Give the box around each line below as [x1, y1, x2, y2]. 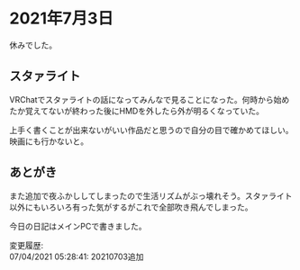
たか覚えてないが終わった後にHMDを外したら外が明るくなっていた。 [9, 105, 264, 116]
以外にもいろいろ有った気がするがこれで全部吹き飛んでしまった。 [9, 202, 254, 212]
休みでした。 [9, 40, 57, 50]
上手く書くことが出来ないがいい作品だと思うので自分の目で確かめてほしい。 [9, 124, 294, 135]
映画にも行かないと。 [9, 136, 88, 147]
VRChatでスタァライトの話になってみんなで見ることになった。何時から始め [9, 94, 290, 104]
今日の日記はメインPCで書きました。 [9, 220, 147, 231]
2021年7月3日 [9, 8, 114, 29]
